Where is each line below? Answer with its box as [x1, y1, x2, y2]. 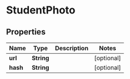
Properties [6, 27, 46, 37]
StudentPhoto [6, 4, 76, 17]
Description [55, 44, 89, 52]
